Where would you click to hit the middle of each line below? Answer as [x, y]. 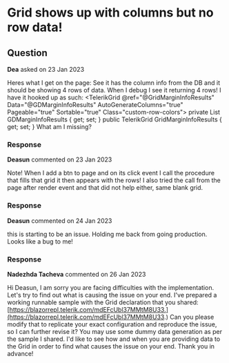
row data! [35, 27]
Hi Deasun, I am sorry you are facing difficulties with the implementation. [111, 287]
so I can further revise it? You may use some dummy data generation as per [115, 331]
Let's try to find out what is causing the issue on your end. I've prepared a [112, 295]
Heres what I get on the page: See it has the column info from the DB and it [114, 83]
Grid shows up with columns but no [110, 13]
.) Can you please [189, 317]
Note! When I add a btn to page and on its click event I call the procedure [111, 173]
